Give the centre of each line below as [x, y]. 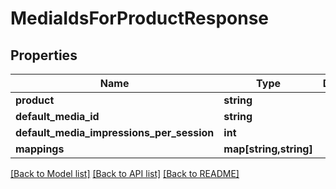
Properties [44, 55]
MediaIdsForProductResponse [140, 18]
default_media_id [57, 116]
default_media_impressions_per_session [115, 132]
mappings [40, 149]
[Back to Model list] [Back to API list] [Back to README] [125, 173]
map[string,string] [268, 149]
